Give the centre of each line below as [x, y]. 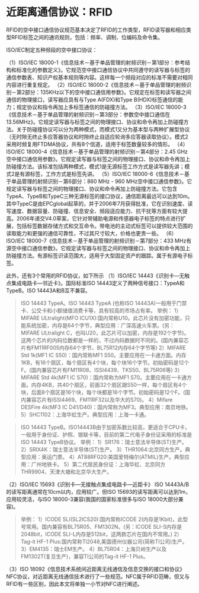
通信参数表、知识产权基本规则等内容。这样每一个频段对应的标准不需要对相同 [99, 77]
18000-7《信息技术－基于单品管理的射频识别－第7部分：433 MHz [106, 241]
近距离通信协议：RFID [59, 12]
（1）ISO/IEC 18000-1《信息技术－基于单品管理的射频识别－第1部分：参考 [96, 62]
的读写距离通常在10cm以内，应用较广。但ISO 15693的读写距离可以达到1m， [99, 491]
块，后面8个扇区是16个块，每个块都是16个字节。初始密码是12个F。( [103, 392]
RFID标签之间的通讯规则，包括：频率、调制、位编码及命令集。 [87, 37]
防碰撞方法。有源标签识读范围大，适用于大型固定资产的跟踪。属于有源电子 [97, 256]
